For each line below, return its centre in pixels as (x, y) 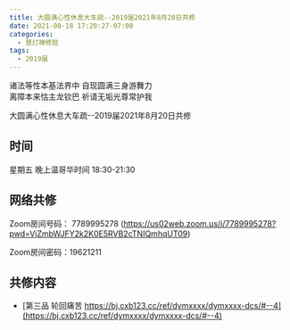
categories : (31, 34)
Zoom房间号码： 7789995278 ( (66, 223)
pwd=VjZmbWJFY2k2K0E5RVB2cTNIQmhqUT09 (99, 234)
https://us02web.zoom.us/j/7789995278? (200, 223)
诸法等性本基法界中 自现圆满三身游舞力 (81, 85)
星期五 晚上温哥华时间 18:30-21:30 (72, 169)
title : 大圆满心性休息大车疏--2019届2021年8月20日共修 (103, 17)
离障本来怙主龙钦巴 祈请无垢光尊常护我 (81, 96)
